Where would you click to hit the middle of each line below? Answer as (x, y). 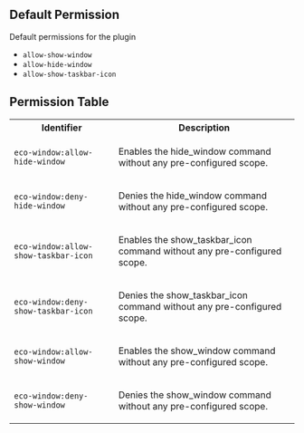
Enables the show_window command (197, 351)
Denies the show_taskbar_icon (183, 295)
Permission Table (59, 102)
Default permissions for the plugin (73, 36)
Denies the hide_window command (192, 196)
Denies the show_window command (195, 395)
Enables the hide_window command (195, 151)
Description (204, 128)
